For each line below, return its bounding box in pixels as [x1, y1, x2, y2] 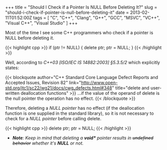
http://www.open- [81, 79, 118, 85]
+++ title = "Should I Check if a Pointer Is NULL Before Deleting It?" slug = [5, 4, 158, 10]
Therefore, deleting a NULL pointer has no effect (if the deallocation [5, 105, 145, 111]
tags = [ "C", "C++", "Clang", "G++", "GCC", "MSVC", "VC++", [33, 15, 160, 20]
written [5, 90, 20, 96]
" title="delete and [112, 85, 150, 91]
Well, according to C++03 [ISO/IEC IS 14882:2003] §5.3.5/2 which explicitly [5, 60, 161, 65]
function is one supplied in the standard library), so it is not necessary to [5, 110, 154, 116]
